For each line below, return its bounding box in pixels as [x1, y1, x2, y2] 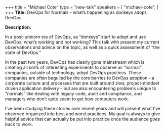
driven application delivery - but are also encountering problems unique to [5, 86, 157, 91]
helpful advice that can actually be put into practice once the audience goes [5, 116, 160, 122]
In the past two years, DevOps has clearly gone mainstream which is [5, 59, 145, 65]
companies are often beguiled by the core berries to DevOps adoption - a [5, 75, 155, 81]
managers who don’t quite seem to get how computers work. [5, 96, 129, 102]
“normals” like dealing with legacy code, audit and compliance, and [5, 91, 142, 96]
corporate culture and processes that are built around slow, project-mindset [5, 80, 160, 86]
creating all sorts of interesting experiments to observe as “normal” [5, 64, 142, 70]
